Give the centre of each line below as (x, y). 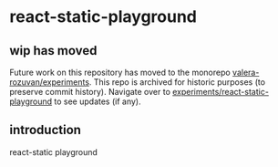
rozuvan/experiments (49, 82)
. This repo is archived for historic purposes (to (177, 82)
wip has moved (53, 51)
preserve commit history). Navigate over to (90, 92)
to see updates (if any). (98, 101)
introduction (46, 130)
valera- (246, 72)
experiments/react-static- (220, 92)
